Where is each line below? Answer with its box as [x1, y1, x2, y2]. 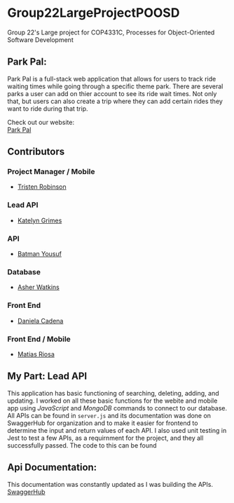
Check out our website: [7, 118, 75, 126]
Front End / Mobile [7, 334, 71, 344]
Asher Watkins [17, 283, 60, 292]
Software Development [7, 35, 74, 43]
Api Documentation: [7, 462, 97, 474]
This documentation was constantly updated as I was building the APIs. [7, 480, 214, 488]
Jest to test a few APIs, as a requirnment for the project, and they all [7, 434, 204, 442]
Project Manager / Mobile [7, 167, 96, 177]
